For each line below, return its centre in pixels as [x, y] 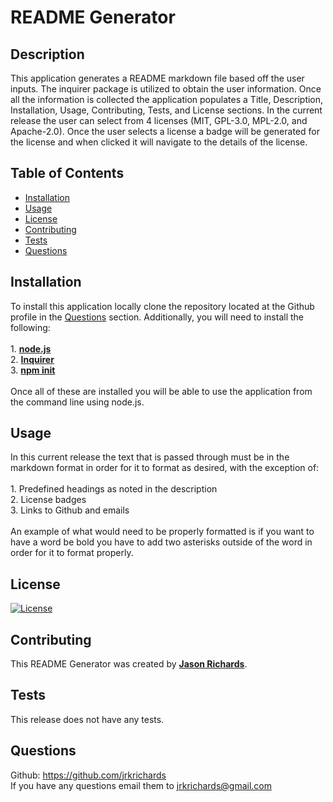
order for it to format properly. [72, 553]
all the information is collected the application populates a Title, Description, [167, 99]
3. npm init [33, 370]
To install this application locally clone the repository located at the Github [162, 306]
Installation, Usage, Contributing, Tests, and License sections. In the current [166, 110]
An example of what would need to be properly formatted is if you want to [162, 532]
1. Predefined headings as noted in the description [114, 489]
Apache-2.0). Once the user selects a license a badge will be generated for [165, 131]
